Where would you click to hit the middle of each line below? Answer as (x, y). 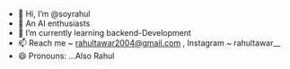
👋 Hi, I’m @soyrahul (54, 14)
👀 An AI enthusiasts (54, 23)
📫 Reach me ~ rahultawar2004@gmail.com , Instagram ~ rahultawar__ (149, 43)
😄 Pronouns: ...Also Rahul (66, 56)
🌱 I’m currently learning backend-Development (104, 33)
